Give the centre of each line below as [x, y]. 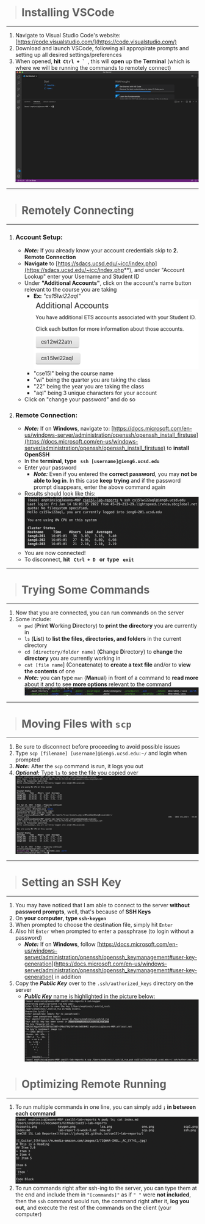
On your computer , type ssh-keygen [61, 918]
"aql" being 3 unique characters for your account [95, 393]
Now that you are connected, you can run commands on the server [99, 613]
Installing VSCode [68, 13]
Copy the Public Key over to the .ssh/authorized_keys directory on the [104, 983]
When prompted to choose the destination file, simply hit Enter [94, 924]
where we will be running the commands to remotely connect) [93, 67]
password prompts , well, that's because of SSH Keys [83, 912]
